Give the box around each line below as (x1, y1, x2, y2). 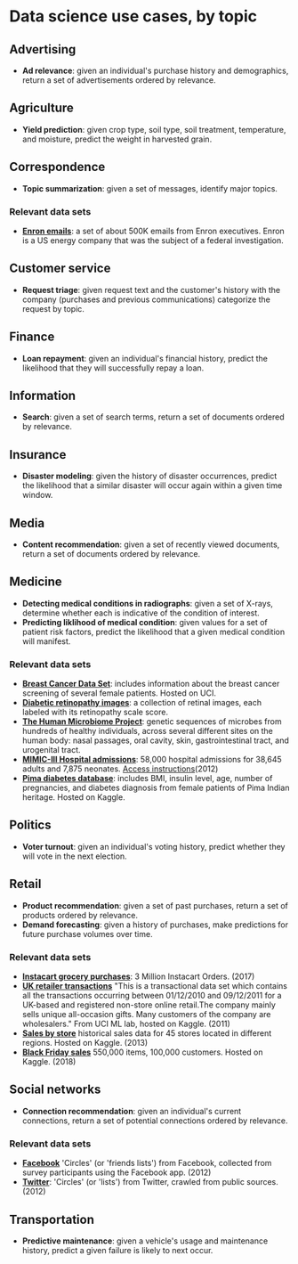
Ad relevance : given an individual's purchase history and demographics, (21, 65, 289, 76)
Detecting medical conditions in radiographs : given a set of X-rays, (21, 598, 274, 608)
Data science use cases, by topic (9, 6, 258, 27)
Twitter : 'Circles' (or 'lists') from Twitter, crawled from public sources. (21, 1177, 278, 1187)
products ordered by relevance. (21, 909, 139, 920)
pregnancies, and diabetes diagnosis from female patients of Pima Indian (21, 782, 290, 794)
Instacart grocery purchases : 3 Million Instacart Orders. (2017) (21, 971, 255, 982)
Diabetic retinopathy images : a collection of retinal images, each (21, 697, 262, 708)
